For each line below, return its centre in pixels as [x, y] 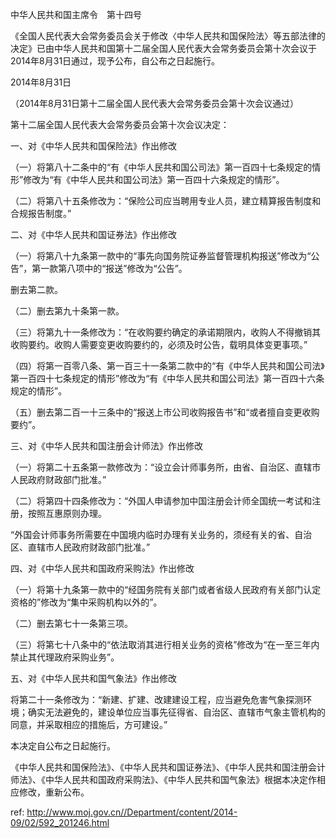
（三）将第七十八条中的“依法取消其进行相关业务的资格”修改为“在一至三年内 [165, 644]
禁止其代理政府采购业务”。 [65, 657]
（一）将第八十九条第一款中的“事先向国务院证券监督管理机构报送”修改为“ [161, 256]
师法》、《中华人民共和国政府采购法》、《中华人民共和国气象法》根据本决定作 [163, 779]
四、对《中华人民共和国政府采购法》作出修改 [102, 568]
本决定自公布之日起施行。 [63, 746]
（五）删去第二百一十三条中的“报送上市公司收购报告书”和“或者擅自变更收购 [165, 412]
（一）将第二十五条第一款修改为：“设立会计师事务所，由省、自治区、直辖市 [166, 467]
